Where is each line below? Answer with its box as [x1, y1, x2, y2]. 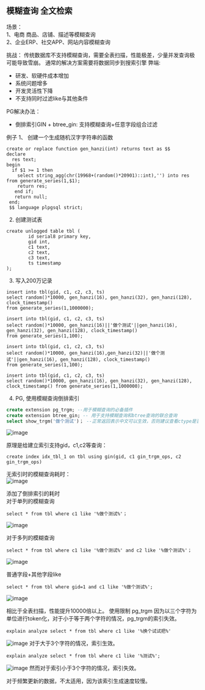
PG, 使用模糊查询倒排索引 [15, 394, 80, 402]
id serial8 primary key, [28, 233, 92, 240]
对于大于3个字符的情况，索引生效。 [29, 639, 118, 647]
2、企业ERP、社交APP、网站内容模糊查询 [6, 38, 111, 46]
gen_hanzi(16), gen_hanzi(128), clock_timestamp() [19, 356, 151, 363]
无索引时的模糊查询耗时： [6, 471, 71, 478]
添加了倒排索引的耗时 [6, 490, 60, 497]
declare [6, 151, 26, 157]
